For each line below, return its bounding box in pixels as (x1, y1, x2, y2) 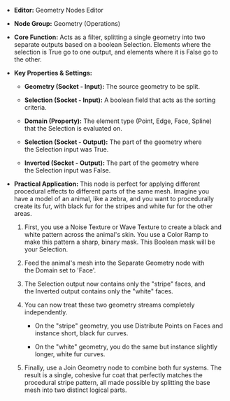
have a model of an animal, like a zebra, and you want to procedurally (13, 195, 215, 203)
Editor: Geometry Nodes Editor (13, 6, 103, 14)
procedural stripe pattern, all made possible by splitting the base (24, 379, 210, 386)
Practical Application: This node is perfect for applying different (13, 180, 201, 188)
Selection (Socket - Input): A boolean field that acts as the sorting (24, 96, 216, 104)
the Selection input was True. (24, 145, 109, 153)
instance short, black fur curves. (34, 329, 129, 337)
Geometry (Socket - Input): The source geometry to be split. (24, 82, 201, 90)
